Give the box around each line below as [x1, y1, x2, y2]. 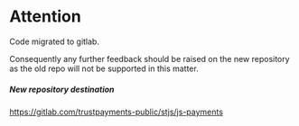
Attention [9, 6, 81, 27]
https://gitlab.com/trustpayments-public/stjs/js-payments [9, 106, 224, 117]
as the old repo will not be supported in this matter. [9, 63, 199, 74]
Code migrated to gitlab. [9, 36, 99, 47]
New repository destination [9, 84, 115, 94]
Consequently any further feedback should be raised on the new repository [9, 53, 291, 64]
